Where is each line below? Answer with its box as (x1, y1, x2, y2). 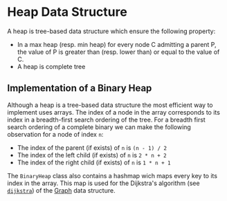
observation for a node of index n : (7, 130, 104, 138)
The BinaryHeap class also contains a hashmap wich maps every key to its (7, 171, 218, 180)
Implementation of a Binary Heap (7, 82, 152, 94)
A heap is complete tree (17, 62, 86, 70)
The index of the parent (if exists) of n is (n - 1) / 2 (17, 143, 167, 152)
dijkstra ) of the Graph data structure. (7, 186, 116, 194)
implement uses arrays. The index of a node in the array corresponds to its (7, 108, 220, 116)
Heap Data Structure (7, 4, 128, 20)
